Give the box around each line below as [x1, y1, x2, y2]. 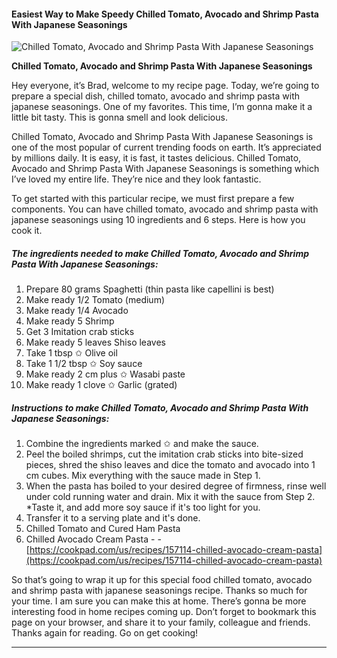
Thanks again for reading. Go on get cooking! [11, 627, 199, 639]
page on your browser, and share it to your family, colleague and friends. [11, 616, 311, 629]
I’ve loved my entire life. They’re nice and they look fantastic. [11, 173, 262, 185]
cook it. [11, 225, 43, 237]
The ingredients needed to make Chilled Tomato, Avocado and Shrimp [11, 247, 310, 259]
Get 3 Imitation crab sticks [25, 326, 135, 338]
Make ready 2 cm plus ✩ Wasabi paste [25, 368, 186, 380]
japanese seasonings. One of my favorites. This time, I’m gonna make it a [11, 101, 313, 113]
